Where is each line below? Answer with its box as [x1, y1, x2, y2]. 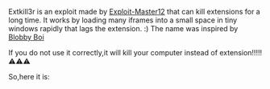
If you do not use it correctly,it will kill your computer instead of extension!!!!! [8, 48, 263, 57]
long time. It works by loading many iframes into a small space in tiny [8, 15, 238, 25]
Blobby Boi [8, 32, 44, 42]
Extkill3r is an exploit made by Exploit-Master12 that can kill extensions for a [8, 7, 260, 16]
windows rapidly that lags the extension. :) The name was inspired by [8, 24, 239, 33]
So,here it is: [8, 72, 50, 81]
